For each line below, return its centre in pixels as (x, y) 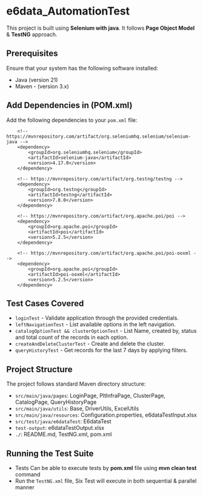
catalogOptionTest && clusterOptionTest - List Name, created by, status (106, 331)
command (28, 474)
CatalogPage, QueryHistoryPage (56, 402)
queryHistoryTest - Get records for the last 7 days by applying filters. (101, 350)
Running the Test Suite (50, 453)
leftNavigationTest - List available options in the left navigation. (95, 324)
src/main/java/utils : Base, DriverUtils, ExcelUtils (77, 409)
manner (25, 487)
